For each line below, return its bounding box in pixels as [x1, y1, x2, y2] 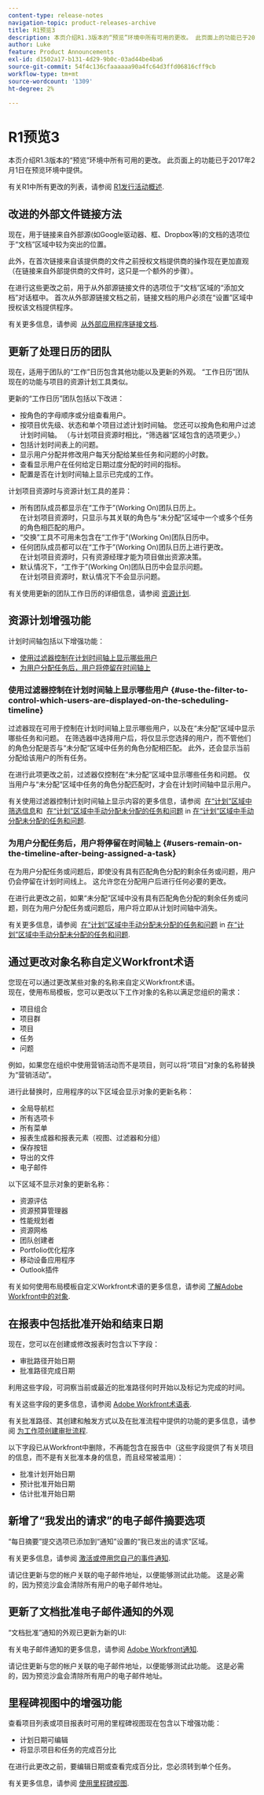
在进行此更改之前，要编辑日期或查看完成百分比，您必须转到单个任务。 [8, 1762, 236, 1771]
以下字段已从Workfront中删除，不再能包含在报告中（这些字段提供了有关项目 [8, 1442, 255, 1452]
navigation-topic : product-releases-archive [8, 19, 156, 27]
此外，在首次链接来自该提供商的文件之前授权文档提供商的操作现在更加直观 [8, 257, 249, 266]
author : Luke [8, 41, 51, 49]
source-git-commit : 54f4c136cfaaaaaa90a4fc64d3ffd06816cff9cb [8, 63, 216, 71]
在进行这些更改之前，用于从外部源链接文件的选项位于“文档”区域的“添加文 [8, 283, 245, 292]
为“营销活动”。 [8, 1070, 57, 1080]
